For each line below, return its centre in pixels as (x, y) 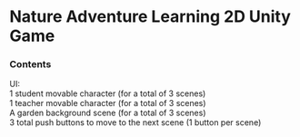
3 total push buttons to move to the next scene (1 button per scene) (135, 122)
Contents (30, 64)
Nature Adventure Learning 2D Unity (150, 17)
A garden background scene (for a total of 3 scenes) (108, 113)
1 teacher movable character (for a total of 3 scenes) (108, 103)
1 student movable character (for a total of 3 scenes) (108, 93)
